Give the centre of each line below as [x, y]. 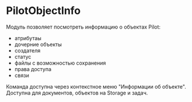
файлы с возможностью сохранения [60, 63]
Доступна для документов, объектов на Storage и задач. [77, 93]
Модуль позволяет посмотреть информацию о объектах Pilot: [83, 27]
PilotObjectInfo [43, 11]
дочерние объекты [38, 44]
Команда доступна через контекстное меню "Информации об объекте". [96, 86]
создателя [27, 50]
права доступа [33, 69]
